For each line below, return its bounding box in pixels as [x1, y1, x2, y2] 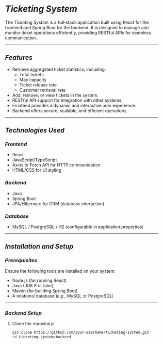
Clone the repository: [12, 321, 55, 327]
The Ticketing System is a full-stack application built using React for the [5, 19, 149, 25]
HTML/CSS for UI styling [12, 167, 62, 173]
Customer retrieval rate [19, 87, 66, 93]
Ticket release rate [19, 82, 57, 88]
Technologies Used [5, 126, 65, 134]
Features [5, 53, 33, 62]
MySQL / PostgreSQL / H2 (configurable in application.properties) [12, 224, 144, 230]
